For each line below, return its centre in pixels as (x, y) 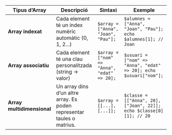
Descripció (74, 10)
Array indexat (25, 31)
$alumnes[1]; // (144, 39)
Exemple (144, 10)
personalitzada (74, 65)
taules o (66, 118)
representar (70, 112)
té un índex (69, 25)
